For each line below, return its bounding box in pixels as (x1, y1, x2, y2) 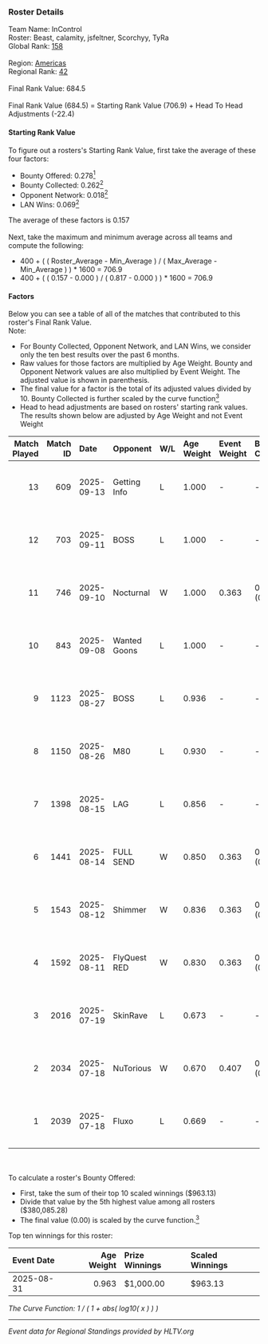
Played (12, 447, 39, 459)
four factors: (8, 154, 49, 164)
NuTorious (112, 1062, 152, 1074)
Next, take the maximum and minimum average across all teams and (8, 232, 233, 242)
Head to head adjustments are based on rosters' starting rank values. (19, 402, 248, 412)
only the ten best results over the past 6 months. (19, 350, 179, 360)
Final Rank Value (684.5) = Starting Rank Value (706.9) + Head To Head (8, 101, 243, 110)
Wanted (112, 635, 142, 646)
